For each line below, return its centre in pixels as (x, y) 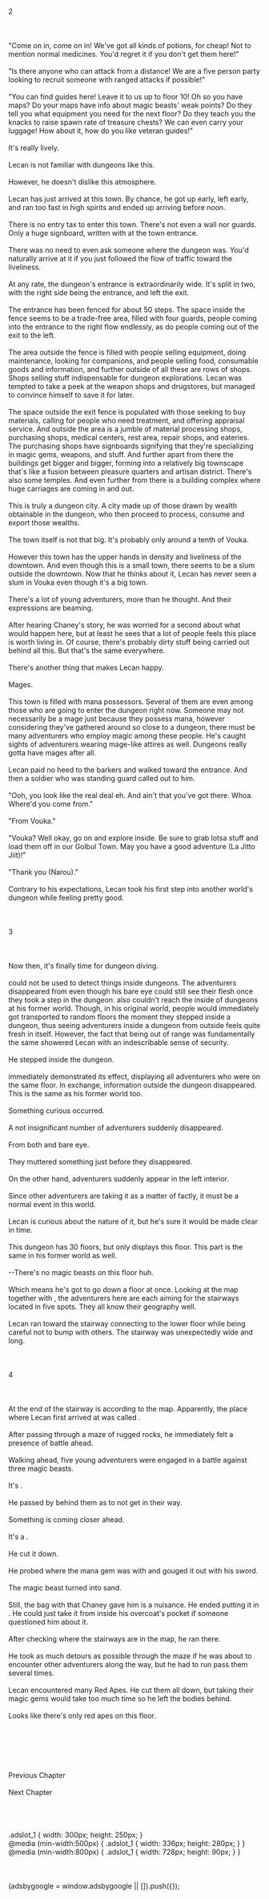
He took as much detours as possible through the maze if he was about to (130, 1656)
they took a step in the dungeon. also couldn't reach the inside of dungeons (133, 1000)
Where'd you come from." (51, 804)
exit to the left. (32, 335)
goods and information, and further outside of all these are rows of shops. (130, 369)
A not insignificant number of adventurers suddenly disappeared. (116, 1128)
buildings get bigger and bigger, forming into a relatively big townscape (126, 463)
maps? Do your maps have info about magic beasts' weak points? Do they (130, 105)
